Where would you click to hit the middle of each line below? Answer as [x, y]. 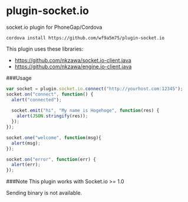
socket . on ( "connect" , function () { [50, 94]
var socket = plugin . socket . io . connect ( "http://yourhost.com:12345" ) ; [95, 89]
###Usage [19, 78]
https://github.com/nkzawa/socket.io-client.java [73, 60]
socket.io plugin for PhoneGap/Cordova [54, 27]
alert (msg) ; [26, 143]
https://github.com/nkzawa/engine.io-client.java [73, 67]
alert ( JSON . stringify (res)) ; [52, 116]
